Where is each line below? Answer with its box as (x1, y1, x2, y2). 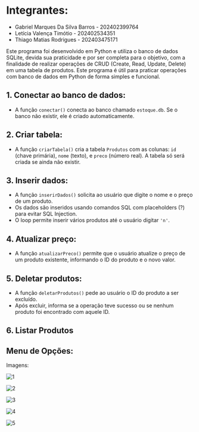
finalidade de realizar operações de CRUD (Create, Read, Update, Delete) (6, 60, 186, 67)
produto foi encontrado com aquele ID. (14, 308, 110, 315)
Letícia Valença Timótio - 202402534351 (14, 29, 116, 36)
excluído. (14, 296, 38, 303)
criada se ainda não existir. (14, 158, 81, 165)
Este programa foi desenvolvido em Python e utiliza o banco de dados (6, 47, 179, 54)
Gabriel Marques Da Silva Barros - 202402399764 (14, 23, 139, 30)
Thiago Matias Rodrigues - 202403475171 (14, 36, 118, 43)
